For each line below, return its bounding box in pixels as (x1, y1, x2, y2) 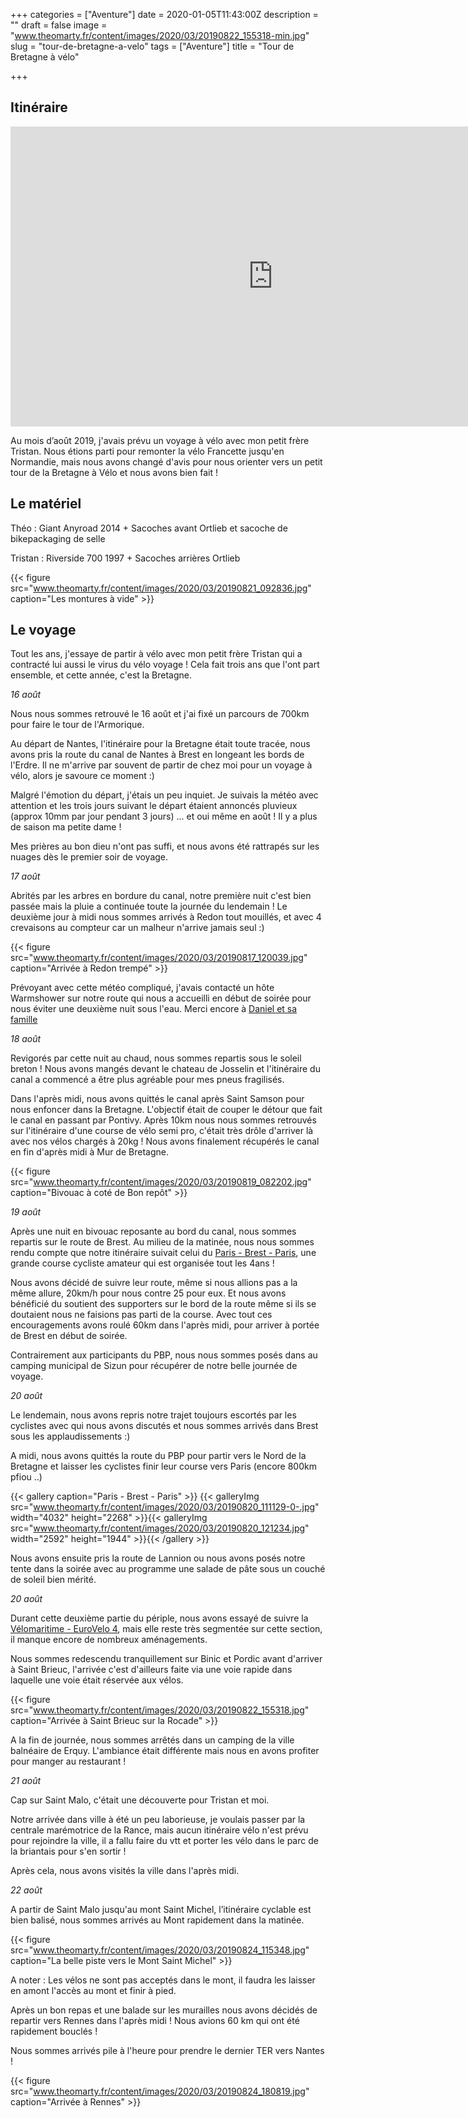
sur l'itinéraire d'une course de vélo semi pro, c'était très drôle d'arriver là (10, 1125, 314, 1137)
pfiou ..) (10, 1471, 43, 1483)
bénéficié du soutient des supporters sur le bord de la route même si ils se (10, 1298, 317, 1310)
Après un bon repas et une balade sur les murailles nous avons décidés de (10, 2004, 318, 2016)
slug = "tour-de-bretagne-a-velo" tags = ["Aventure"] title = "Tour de (10, 40, 295, 52)
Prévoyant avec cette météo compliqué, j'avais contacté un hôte (10, 982, 275, 994)
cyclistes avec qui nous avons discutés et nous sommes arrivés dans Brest (10, 1420, 319, 1432)
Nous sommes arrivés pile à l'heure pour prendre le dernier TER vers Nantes (10, 2045, 325, 2057)
